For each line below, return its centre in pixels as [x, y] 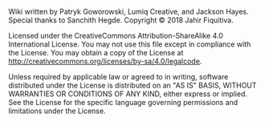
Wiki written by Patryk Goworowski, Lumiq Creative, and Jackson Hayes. [128, 12]
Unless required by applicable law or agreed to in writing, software [118, 77]
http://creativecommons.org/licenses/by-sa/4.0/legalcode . [105, 61]
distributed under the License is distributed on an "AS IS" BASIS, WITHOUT [132, 85]
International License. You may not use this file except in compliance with [130, 44]
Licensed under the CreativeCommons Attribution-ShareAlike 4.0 [116, 36]
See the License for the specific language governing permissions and [123, 102]
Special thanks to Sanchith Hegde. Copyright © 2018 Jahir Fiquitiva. [121, 20]
